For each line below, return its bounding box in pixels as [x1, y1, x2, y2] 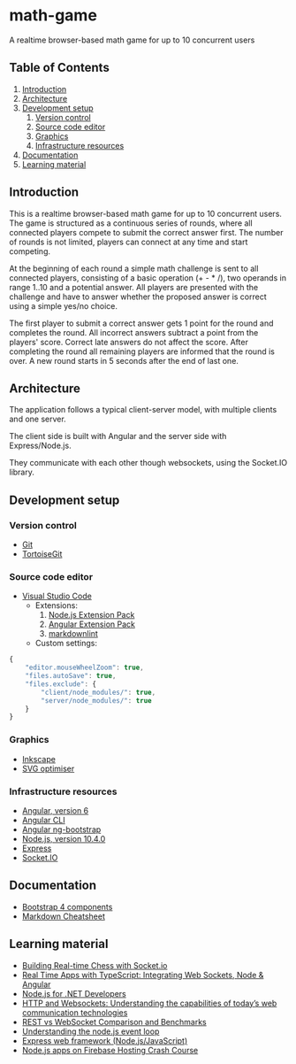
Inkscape [21, 753, 56, 764]
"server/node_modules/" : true [41, 696, 152, 705]
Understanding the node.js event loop [21, 1026, 160, 1037]
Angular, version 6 [21, 805, 89, 815]
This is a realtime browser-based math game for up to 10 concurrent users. [9, 208, 283, 219]
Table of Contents [9, 60, 110, 75]
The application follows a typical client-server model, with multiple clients [9, 405, 277, 415]
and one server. [9, 413, 66, 425]
